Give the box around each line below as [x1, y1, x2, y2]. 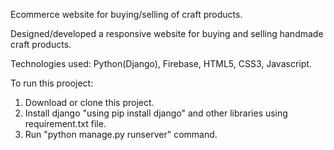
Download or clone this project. [24, 97, 155, 108]
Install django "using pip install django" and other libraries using [24, 107, 288, 119]
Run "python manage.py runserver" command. [24, 129, 218, 140]
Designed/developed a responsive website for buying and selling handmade [10, 28, 324, 39]
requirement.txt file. [24, 118, 107, 129]
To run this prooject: [10, 77, 94, 89]
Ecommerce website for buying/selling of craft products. [10, 9, 243, 20]
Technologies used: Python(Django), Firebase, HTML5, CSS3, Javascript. [10, 58, 312, 69]
